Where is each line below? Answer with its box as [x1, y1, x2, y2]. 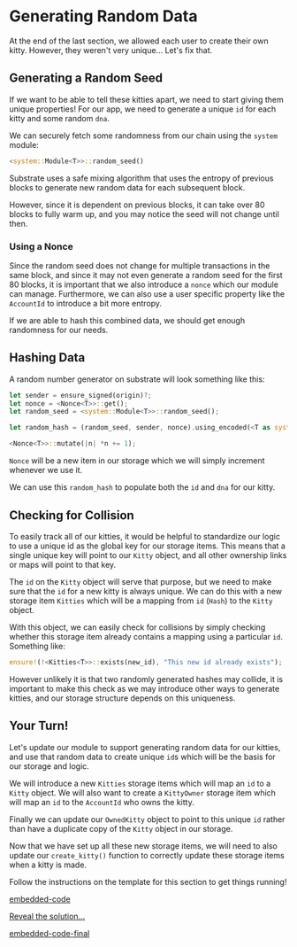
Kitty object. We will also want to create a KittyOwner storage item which [9, 787, 277, 798]
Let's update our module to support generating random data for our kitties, [9, 741, 281, 752]
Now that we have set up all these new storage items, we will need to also [9, 840, 278, 851]
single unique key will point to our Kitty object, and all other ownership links [9, 549, 287, 560]
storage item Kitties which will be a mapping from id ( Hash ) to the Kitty [9, 595, 273, 606]
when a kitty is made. [9, 859, 87, 870]
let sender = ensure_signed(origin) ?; [9, 391, 152, 400]
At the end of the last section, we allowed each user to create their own [9, 35, 269, 46]
